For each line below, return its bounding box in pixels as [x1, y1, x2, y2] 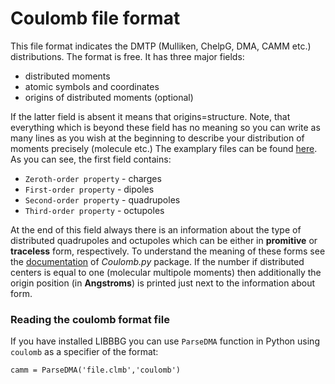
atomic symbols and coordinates [24, 80, 160, 92]
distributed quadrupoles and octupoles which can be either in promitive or [10, 234, 318, 246]
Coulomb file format [10, 7, 181, 30]
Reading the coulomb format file [10, 312, 170, 326]
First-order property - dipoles [24, 183, 155, 195]
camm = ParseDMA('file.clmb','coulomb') [10, 365, 182, 376]
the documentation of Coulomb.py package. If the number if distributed [10, 255, 305, 267]
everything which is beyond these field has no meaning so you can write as [10, 121, 321, 133]
